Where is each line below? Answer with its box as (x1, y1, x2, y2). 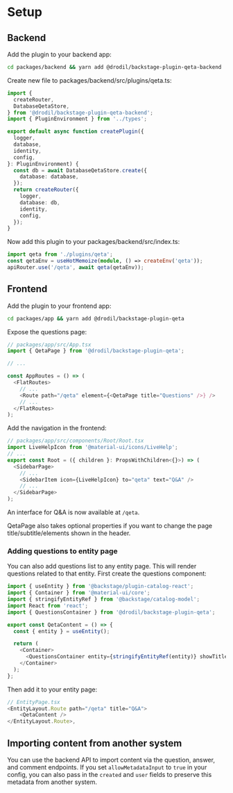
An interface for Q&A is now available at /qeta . (7, 508, 140, 516)
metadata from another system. (7, 778, 97, 786)
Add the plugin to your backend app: (7, 50, 112, 58)
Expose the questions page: (7, 327, 87, 336)
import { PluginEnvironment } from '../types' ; (7, 115, 148, 122)
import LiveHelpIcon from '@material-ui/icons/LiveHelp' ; (7, 444, 178, 451)
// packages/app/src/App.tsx (7, 341, 92, 348)
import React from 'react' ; (7, 602, 89, 609)
